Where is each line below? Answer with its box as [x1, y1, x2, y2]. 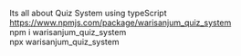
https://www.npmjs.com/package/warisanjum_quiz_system [9, 17, 232, 28]
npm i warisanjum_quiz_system [9, 27, 127, 37]
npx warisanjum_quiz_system [9, 36, 120, 47]
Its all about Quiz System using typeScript [9, 8, 167, 18]
